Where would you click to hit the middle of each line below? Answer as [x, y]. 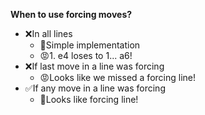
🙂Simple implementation [90, 45]
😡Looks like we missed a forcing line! [117, 77]
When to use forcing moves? [71, 14]
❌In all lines [48, 33]
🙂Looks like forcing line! [89, 99]
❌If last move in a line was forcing [94, 66]
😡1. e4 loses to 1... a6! [86, 55]
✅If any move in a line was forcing [95, 88]
